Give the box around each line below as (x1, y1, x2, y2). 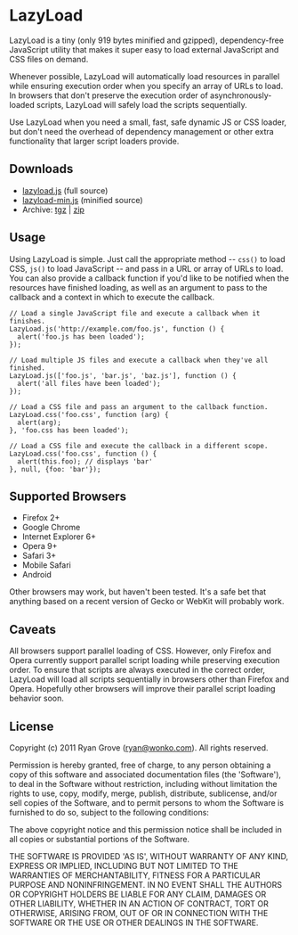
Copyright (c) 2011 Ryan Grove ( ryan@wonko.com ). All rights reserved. (9, 742, 269, 753)
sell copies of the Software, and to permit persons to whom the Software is (9, 798, 285, 808)
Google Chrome (21, 522, 81, 533)
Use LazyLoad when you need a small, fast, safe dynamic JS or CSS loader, (9, 117, 287, 127)
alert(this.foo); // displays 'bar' (17, 456, 153, 466)
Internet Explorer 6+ (21, 531, 96, 542)
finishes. (9, 316, 46, 325)
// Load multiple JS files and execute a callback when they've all (9, 356, 269, 365)
